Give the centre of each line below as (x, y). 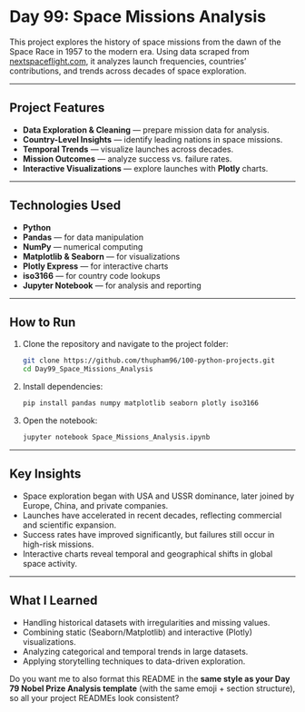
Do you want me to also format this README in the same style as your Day (150, 678)
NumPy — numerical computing (83, 246)
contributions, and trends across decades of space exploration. (128, 71)
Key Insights (45, 474)
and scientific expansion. (69, 525)
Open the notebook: (60, 420)
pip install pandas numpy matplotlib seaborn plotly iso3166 (141, 403)
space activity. (50, 563)
